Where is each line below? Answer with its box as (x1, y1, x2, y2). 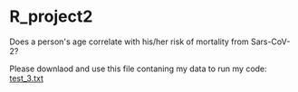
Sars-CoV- (250, 36, 291, 47)
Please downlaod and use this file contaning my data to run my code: (9, 63, 267, 74)
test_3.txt (9, 72, 43, 83)
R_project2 (9, 6, 93, 27)
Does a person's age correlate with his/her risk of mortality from (9, 36, 249, 47)
